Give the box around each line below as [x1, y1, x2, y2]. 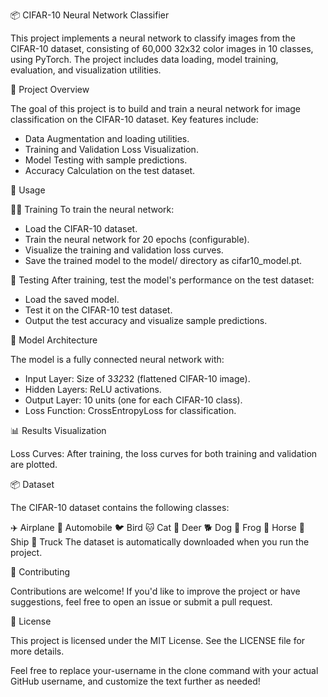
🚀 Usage [10, 184, 46, 196]
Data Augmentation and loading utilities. [24, 133, 190, 144]
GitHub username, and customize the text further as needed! [10, 675, 261, 687]
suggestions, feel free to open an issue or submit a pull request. [10, 596, 273, 608]
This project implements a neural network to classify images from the [10, 32, 296, 44]
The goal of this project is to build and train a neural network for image [10, 103, 302, 114]
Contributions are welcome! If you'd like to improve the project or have [10, 585, 301, 597]
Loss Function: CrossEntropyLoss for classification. [24, 405, 237, 416]
